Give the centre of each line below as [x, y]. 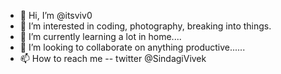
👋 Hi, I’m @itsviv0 [56, 15]
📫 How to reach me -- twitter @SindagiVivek [113, 58]
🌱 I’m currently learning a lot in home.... [100, 36]
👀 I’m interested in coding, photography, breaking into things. [145, 26]
